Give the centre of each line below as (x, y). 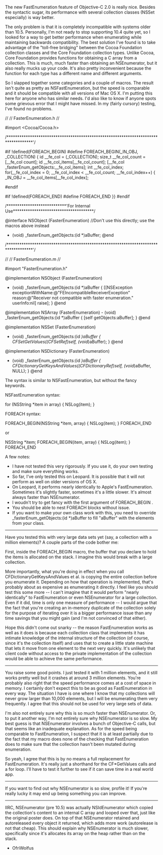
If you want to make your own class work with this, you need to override (84, 513)
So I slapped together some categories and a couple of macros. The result (79, 83)
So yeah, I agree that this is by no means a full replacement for (67, 759)
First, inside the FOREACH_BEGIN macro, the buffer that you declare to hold (81, 552)
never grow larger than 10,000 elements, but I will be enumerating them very (81, 698)
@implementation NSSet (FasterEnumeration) (50, 327)
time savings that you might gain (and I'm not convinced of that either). (76, 618)
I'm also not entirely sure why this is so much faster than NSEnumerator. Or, (81, 713)
